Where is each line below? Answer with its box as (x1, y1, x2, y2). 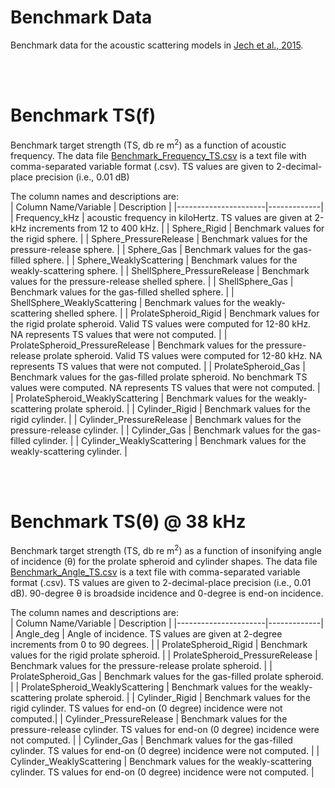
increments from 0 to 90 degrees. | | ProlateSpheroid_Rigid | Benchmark (10, 639, 308, 651)
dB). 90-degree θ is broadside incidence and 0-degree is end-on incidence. (10, 587, 324, 600)
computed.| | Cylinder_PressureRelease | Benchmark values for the (10, 713, 288, 725)
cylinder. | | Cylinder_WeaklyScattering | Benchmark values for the (33, 434, 307, 446)
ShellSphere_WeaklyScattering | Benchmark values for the (10, 296, 251, 308)
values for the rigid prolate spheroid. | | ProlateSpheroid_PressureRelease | (10, 649, 318, 661)
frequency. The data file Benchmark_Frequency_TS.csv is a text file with (10, 149, 307, 161)
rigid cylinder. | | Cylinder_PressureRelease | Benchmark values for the (10, 413, 302, 425)
